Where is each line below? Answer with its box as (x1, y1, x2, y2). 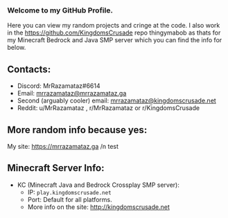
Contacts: (7, 63, 51, 75)
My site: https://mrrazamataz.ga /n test (7, 142, 119, 150)
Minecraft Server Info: (7, 162, 105, 174)
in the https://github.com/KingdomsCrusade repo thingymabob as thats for (7, 28, 221, 37)
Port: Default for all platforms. (27, 195, 112, 203)
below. (7, 44, 26, 52)
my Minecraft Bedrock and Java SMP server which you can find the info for (7, 36, 222, 44)
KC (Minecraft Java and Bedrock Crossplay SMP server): (17, 181, 180, 189)
